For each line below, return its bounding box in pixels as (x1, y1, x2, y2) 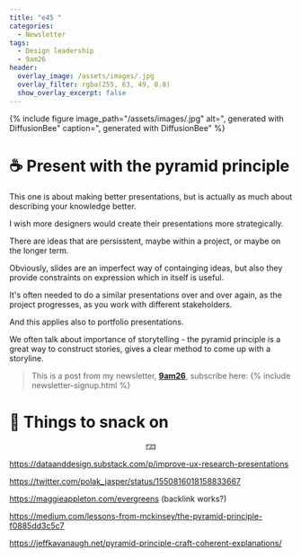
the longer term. (9, 245, 69, 256)
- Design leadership (17, 47, 94, 56)
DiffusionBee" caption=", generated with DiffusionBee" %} (9, 122, 226, 133)
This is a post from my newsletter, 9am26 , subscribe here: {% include (31, 370, 291, 382)
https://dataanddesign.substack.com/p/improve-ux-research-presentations (9, 459, 289, 470)
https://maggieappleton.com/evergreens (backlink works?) (9, 493, 227, 504)
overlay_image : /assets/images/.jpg (17, 72, 155, 81)
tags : (9, 38, 30, 48)
